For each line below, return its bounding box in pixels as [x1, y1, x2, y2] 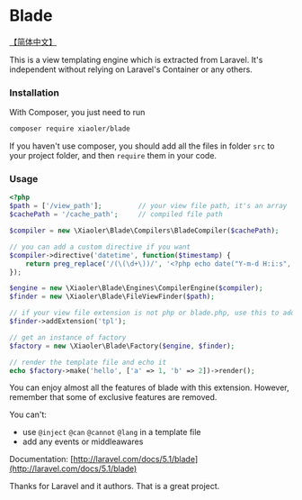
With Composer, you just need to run [9, 107, 146, 118]
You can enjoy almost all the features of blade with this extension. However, [9, 382, 289, 393]
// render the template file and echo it [9, 358, 167, 367]
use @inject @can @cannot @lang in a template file [22, 427, 201, 438]
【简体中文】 [9, 36, 57, 47]
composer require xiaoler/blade [9, 124, 130, 133]
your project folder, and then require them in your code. [9, 150, 218, 161]
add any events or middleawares [22, 436, 144, 447]
